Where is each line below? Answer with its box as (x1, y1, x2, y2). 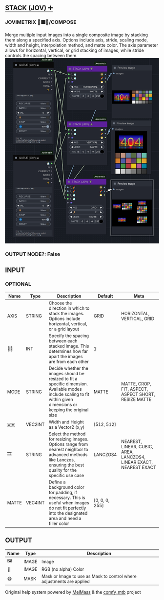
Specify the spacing (48, 333, 89, 339)
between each (48, 338, 78, 344)
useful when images (48, 500, 89, 506)
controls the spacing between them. (5, 52, 78, 58)
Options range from (48, 441, 88, 447)
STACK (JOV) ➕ (5, 4, 53, 12)
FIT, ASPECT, (121, 386, 148, 392)
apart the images (48, 354, 83, 360)
